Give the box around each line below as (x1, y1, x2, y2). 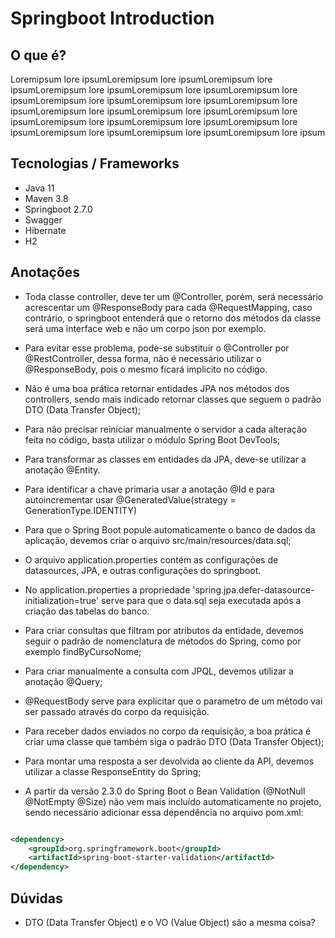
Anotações (10, 264, 81, 281)
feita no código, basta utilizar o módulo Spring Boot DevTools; (24, 433, 281, 446)
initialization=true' (24, 594, 100, 606)
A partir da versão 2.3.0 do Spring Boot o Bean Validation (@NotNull (24, 785, 306, 797)
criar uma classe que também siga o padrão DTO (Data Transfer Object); (24, 735, 325, 747)
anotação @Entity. (24, 463, 101, 476)
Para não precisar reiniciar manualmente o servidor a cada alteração (24, 423, 308, 435)
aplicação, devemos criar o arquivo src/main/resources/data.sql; (24, 534, 292, 546)
